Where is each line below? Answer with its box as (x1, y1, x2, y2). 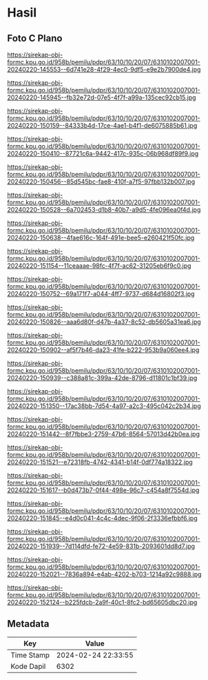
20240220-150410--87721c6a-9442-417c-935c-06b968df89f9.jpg (7, 150, 199, 157)
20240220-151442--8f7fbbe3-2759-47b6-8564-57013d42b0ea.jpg (7, 430, 200, 438)
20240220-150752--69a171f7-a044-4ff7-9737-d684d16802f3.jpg (7, 290, 195, 298)
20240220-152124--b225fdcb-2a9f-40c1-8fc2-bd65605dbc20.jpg (7, 599, 198, 606)
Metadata (7, 618, 50, 630)
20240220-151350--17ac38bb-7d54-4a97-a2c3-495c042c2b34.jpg (7, 402, 201, 410)
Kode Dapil (10, 661, 46, 671)
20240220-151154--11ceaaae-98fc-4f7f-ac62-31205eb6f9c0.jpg (7, 262, 191, 270)
